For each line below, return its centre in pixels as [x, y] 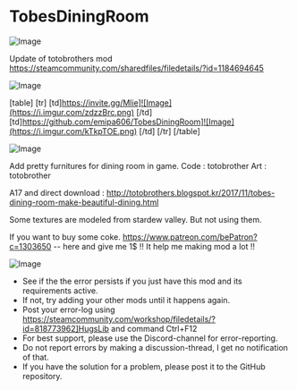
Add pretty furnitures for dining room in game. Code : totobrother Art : [138, 165]
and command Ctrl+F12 [154, 328]
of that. [35, 357]
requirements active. [60, 290]
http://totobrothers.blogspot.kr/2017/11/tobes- [191, 192]
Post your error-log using [68, 309]
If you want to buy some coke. [65, 237]
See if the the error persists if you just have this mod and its [132, 281]
